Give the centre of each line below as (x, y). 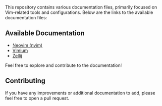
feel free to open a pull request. (37, 98)
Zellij (17, 55)
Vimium (20, 50)
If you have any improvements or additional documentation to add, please (80, 93)
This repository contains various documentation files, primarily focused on (81, 7)
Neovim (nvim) (27, 45)
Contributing (25, 81)
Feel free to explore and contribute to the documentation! (64, 65)
